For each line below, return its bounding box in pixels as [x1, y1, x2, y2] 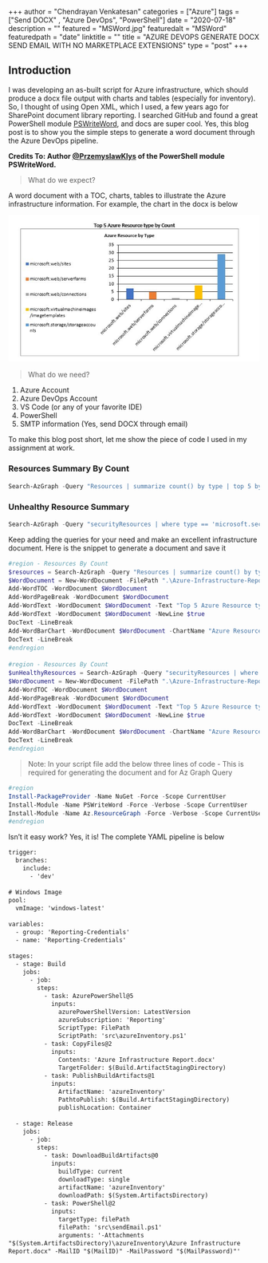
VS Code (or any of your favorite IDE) [19, 402, 143, 412]
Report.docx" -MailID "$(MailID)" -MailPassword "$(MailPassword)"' [8, 1248, 241, 1256]
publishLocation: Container [58, 1104, 152, 1112]
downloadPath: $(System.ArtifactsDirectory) [58, 1192, 209, 1200]
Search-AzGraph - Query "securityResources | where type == [8, 520, 209, 528]
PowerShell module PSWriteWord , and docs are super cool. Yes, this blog [8, 119, 249, 128]
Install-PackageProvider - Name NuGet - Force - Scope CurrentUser [8, 792, 227, 800]
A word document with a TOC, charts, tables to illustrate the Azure [8, 191, 227, 200]
